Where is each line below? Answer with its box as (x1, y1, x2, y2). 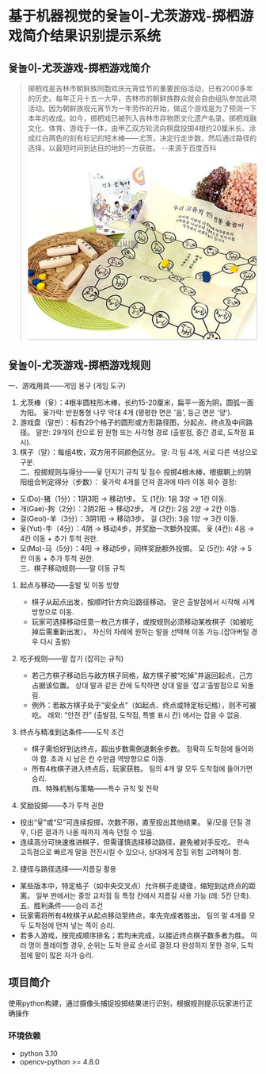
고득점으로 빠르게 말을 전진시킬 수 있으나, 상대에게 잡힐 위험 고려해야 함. (19, 847, 241, 857)
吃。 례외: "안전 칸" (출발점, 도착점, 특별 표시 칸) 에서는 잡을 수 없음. (31, 710, 242, 719)
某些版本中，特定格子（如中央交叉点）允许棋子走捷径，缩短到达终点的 (19, 880, 249, 890)
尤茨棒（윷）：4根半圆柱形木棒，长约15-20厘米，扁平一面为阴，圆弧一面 (19, 398, 255, 407)
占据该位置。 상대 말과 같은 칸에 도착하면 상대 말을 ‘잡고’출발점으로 (31, 680, 240, 690)
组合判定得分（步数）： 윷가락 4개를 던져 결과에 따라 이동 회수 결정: (26, 477, 237, 487)
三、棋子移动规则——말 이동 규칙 (19, 563, 126, 572)
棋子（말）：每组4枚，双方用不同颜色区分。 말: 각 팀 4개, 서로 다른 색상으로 (19, 447, 258, 456)
